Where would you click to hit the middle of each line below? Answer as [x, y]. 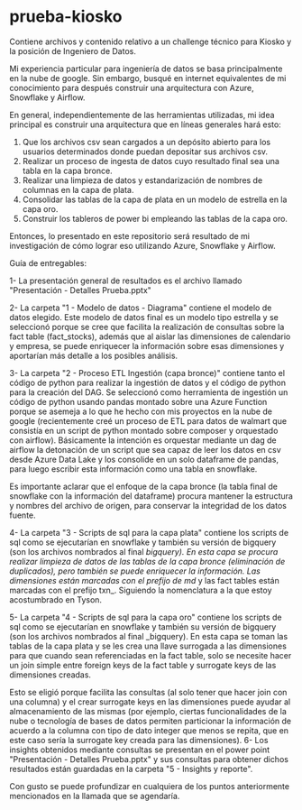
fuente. [23, 515]
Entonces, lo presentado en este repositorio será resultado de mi [130, 235]
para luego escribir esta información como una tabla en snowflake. [133, 469]
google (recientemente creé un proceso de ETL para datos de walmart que [148, 420]
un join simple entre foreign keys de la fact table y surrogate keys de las [143, 665]
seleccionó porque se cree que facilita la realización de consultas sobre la [147, 327]
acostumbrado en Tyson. [55, 599]
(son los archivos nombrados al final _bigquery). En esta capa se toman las [149, 636]
